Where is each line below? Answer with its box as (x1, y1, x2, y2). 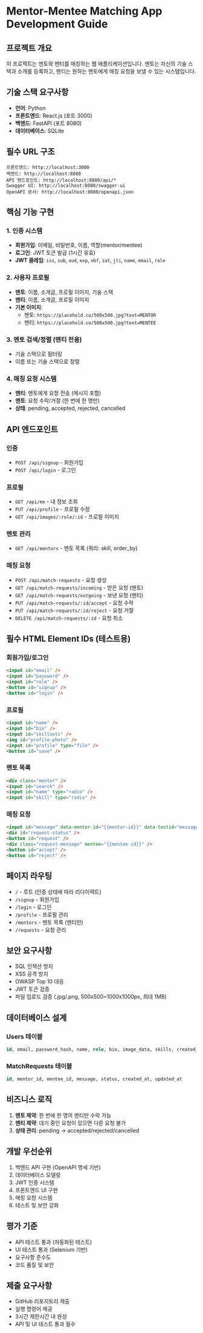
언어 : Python (14, 104, 47, 112)
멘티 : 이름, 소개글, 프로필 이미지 (14, 296, 89, 303)
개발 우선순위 (6, 1146, 53, 1157)
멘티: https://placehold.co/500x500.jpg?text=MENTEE (24, 319, 156, 326)
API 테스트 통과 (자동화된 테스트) (14, 1238, 92, 1246)
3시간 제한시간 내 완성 (14, 1313, 68, 1320)
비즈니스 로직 (6, 1094, 53, 1105)
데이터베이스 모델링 (14, 1171, 61, 1178)
